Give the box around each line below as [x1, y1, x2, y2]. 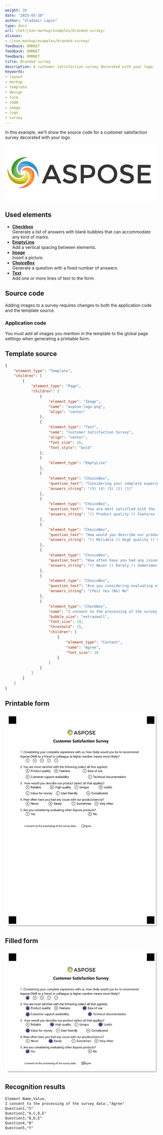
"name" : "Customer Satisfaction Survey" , [48, 430, 133, 435]
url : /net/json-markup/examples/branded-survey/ [5, 28, 105, 34]
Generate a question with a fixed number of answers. [12, 265, 119, 271]
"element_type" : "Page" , [31, 384, 81, 389]
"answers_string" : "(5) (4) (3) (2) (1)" [48, 486, 133, 491]
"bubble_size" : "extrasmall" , [48, 614, 110, 619]
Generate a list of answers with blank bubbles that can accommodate [12, 229, 151, 235]
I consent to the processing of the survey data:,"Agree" [5, 1101, 125, 1106]
